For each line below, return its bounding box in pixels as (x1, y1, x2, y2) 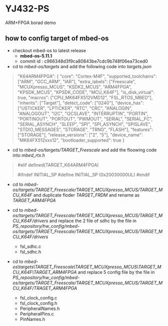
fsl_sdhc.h (20, 249, 42, 255)
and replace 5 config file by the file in (77, 269, 155, 275)
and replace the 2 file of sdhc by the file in (49, 218, 137, 224)
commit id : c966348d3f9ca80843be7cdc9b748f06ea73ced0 (20, 58, 148, 64)
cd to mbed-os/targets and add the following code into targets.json (12, 63, 152, 69)
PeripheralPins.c (20, 310, 54, 316)
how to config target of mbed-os (5, 34, 109, 43)
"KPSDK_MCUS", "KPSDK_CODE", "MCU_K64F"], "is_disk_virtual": (17, 89, 154, 95)
